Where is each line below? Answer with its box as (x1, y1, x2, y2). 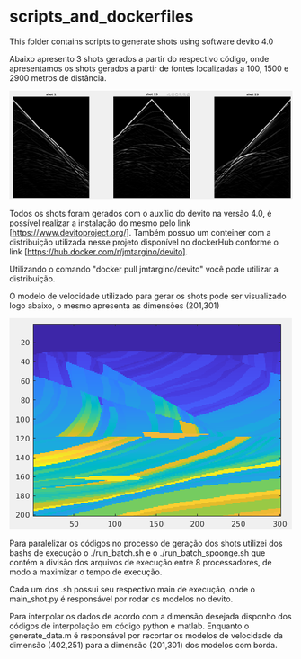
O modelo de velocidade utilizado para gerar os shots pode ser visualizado (9, 290, 287, 302)
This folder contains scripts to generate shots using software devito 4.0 (9, 36, 274, 47)
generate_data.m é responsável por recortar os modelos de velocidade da (9, 630, 283, 641)
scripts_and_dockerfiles (9, 6, 194, 27)
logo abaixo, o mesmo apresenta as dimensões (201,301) (9, 300, 220, 311)
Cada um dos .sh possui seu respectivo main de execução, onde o (9, 584, 256, 595)
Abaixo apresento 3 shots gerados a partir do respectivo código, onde (9, 53, 270, 64)
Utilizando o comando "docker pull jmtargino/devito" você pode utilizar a (9, 263, 279, 275)
